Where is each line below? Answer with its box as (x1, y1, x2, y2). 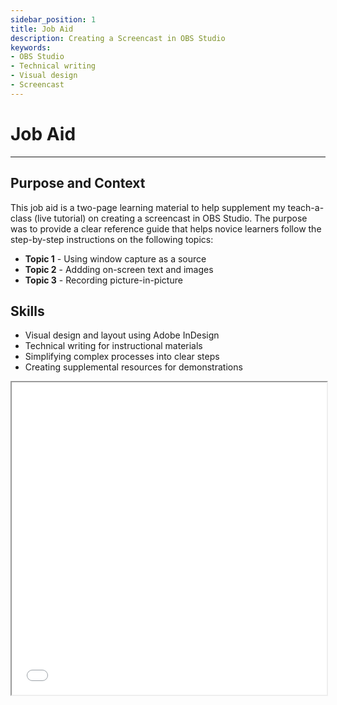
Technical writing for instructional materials (24, 340, 203, 352)
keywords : (10, 42, 52, 53)
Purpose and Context (10, 175, 146, 192)
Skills (10, 302, 45, 320)
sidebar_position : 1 (10, 14, 97, 25)
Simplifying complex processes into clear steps (24, 351, 220, 363)
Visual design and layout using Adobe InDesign (24, 329, 220, 341)
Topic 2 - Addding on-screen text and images (24, 263, 214, 275)
